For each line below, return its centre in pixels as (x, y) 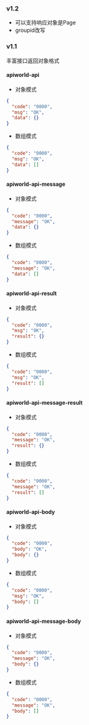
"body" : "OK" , (29, 549)
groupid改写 (30, 30)
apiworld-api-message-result (44, 403)
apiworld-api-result (31, 293)
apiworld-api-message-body (44, 621)
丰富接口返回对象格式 (33, 61)
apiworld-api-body (31, 512)
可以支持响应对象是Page (45, 23)
